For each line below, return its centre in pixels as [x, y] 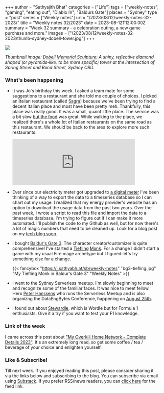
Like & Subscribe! [26, 360]
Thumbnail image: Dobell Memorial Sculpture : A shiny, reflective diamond [80, 57]
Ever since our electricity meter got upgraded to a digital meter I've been [85, 192]
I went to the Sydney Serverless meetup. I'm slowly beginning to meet [82, 283]
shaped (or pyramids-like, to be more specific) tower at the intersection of [80, 62]
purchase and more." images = [36, 33]
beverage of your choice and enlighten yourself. [53, 347]
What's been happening [34, 80]
